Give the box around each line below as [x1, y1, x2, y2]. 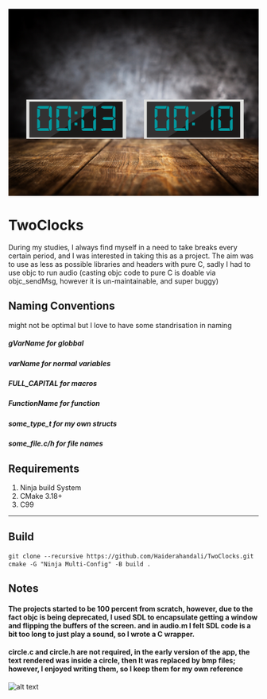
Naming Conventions [8, 299, 115, 313]
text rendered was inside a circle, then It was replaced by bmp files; [8, 656, 236, 666]
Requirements [8, 461, 79, 475]
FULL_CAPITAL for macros [8, 379, 98, 388]
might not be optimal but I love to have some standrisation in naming [8, 320, 232, 330]
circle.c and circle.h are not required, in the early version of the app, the [8, 647, 250, 657]
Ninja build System [19, 483, 82, 492]
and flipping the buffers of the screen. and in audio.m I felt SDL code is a [8, 620, 252, 630]
